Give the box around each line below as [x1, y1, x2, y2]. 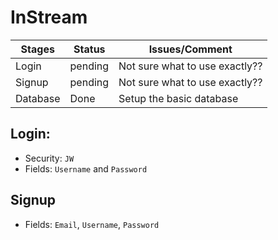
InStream [10, 6, 88, 29]
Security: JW [24, 152, 75, 164]
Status [73, 42, 106, 56]
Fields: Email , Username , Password [24, 218, 160, 230]
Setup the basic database [118, 91, 239, 105]
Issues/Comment [148, 42, 233, 56]
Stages [20, 42, 55, 56]
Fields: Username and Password [24, 162, 148, 175]
